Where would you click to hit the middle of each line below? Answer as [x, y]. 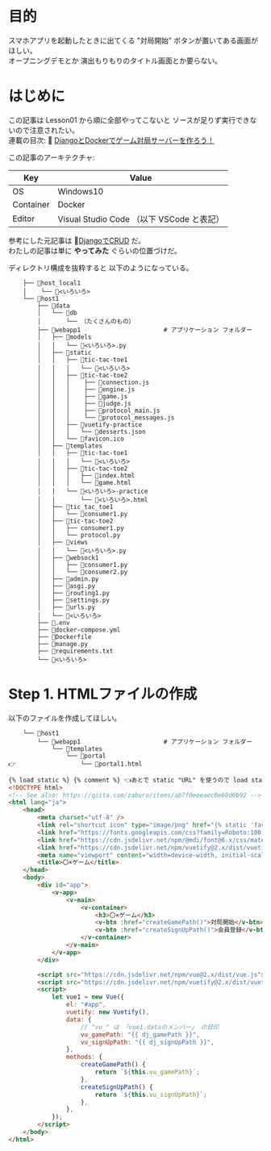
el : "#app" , [86, 1005]
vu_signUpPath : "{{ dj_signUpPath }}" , [148, 1042]
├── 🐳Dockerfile [65, 637]
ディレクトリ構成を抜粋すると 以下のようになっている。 [101, 268]
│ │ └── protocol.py [79, 535]
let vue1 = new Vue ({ [88, 997]
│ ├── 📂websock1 [68, 557]
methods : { [84, 1057]
